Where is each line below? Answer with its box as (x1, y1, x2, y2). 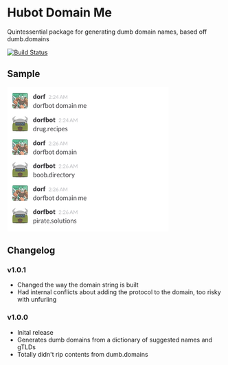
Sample (7, 68, 41, 80)
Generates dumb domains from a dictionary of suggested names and (16, 335, 213, 344)
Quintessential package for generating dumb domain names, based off (7, 27, 207, 36)
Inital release (16, 328, 54, 336)
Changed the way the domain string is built (16, 280, 139, 289)
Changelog (7, 245, 56, 256)
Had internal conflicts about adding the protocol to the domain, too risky (16, 288, 221, 296)
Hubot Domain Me (7, 5, 112, 21)
